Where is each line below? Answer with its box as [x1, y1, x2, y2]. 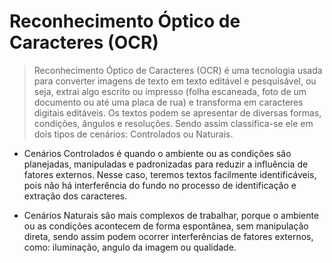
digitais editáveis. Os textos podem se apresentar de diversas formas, [33, 106, 322, 119]
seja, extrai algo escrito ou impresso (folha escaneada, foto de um [33, 85, 307, 97]
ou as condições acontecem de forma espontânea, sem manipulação [23, 220, 309, 232]
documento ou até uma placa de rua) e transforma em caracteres [33, 96, 304, 108]
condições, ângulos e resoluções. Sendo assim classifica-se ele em [33, 117, 314, 129]
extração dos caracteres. [23, 190, 128, 202]
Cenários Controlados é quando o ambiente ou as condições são [23, 147, 292, 159]
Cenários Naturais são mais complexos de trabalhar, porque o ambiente [23, 209, 320, 221]
